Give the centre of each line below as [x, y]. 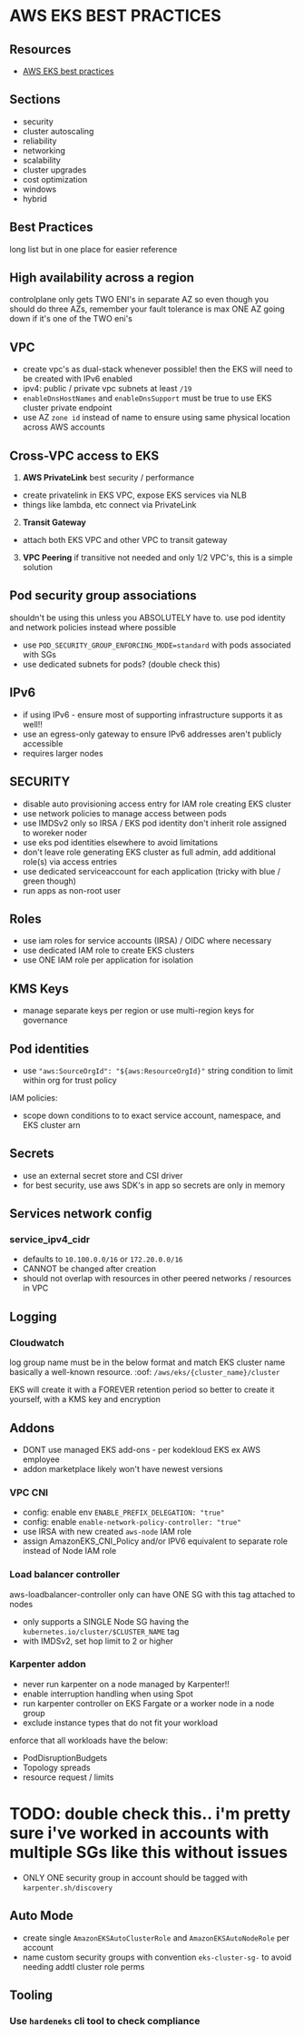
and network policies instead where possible [93, 627]
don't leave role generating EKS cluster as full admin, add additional [149, 852]
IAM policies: [34, 1097]
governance [45, 1020]
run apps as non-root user [71, 890]
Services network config [81, 1214]
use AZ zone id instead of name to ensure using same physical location [156, 418]
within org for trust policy [69, 1080]
